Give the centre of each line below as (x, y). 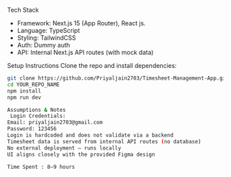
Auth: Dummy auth (44, 45)
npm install (24, 91)
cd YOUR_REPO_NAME (33, 84)
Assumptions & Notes (37, 110)
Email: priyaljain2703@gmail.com (55, 123)
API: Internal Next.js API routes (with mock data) (85, 52)
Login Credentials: (38, 116)
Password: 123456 (32, 129)
